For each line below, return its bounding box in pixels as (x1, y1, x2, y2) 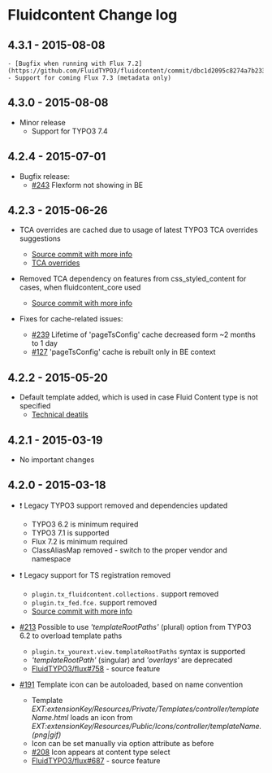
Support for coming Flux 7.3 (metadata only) (15, 74, 172, 82)
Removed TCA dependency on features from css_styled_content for (19, 274, 247, 284)
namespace (31, 553, 71, 563)
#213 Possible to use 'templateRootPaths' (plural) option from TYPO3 (19, 622, 253, 631)
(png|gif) (31, 730, 62, 740)
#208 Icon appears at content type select (31, 747, 171, 757)
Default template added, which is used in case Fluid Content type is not (19, 392, 259, 402)
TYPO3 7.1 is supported (31, 527, 110, 538)
